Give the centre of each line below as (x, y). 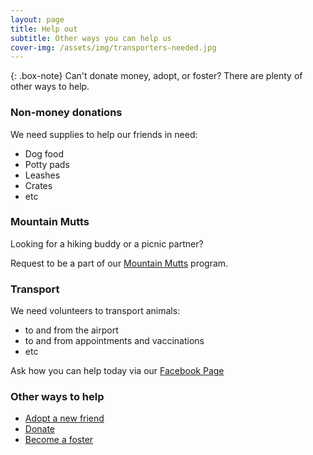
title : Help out (44, 29)
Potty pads (47, 164)
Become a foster (59, 440)
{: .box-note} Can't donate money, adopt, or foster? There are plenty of (156, 76)
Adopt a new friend (64, 418)
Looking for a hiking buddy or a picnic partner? (107, 243)
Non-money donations (66, 113)
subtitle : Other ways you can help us (91, 38)
